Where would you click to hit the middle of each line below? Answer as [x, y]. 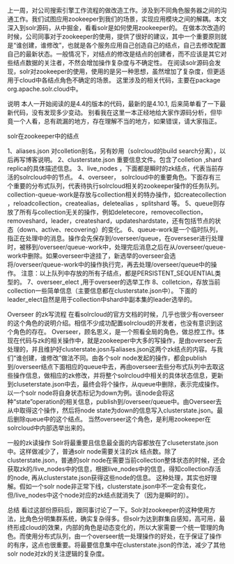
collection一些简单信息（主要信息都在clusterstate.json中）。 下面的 [102, 291]
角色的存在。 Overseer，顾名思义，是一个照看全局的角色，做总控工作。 [116, 332]
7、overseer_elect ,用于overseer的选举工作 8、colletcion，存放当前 [124, 282]
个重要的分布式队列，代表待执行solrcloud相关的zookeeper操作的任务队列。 [115, 186]
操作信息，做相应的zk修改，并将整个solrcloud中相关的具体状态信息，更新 [118, 375]
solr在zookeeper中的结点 [43, 136]
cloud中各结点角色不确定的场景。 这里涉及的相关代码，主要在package [120, 80]
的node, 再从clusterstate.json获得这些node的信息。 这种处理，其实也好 [109, 478]
